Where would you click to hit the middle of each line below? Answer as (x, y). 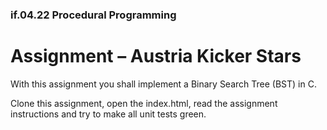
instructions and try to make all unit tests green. (108, 114)
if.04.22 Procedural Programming (93, 15)
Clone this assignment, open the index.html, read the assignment (144, 103)
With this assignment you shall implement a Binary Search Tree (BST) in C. (163, 84)
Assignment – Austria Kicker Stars (156, 56)
